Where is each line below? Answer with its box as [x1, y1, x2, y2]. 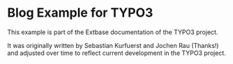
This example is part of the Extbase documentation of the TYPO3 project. [7, 28, 218, 36]
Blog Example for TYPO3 [7, 5, 153, 21]
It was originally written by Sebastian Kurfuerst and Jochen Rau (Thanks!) [7, 41, 219, 49]
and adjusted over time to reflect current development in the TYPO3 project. [7, 49, 227, 57]
